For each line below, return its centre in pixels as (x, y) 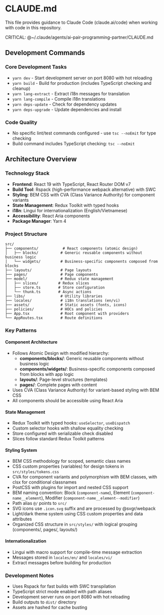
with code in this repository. (33, 27)
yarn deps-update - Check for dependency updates (64, 104)
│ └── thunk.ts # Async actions (48, 292)
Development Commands (45, 53)
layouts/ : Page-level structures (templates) (63, 379)
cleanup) (21, 88)
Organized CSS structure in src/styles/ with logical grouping (75, 524)
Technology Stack (27, 173)
